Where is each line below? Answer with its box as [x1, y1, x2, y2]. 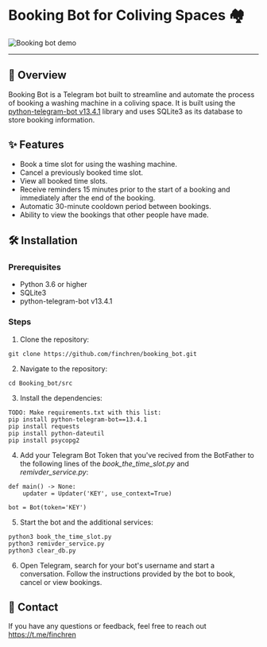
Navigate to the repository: [19, 363, 108, 374]
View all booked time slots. [19, 176, 108, 185]
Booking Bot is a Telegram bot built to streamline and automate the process [8, 89, 255, 99]
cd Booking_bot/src [8, 379, 73, 387]
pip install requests [8, 422, 80, 430]
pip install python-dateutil [8, 429, 105, 437]
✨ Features [8, 138, 64, 152]
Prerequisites [8, 262, 61, 273]
